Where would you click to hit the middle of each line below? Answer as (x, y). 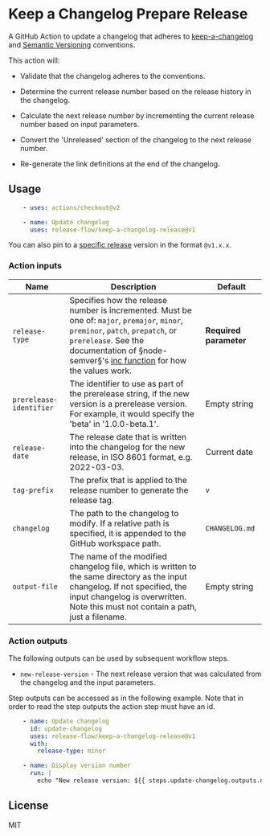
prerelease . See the (107, 340)
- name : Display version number (77, 766)
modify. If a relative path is (119, 523)
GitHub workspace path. (115, 543)
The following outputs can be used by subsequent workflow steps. (119, 658)
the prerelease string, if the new (130, 393)
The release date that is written (128, 436)
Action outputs (38, 641)
